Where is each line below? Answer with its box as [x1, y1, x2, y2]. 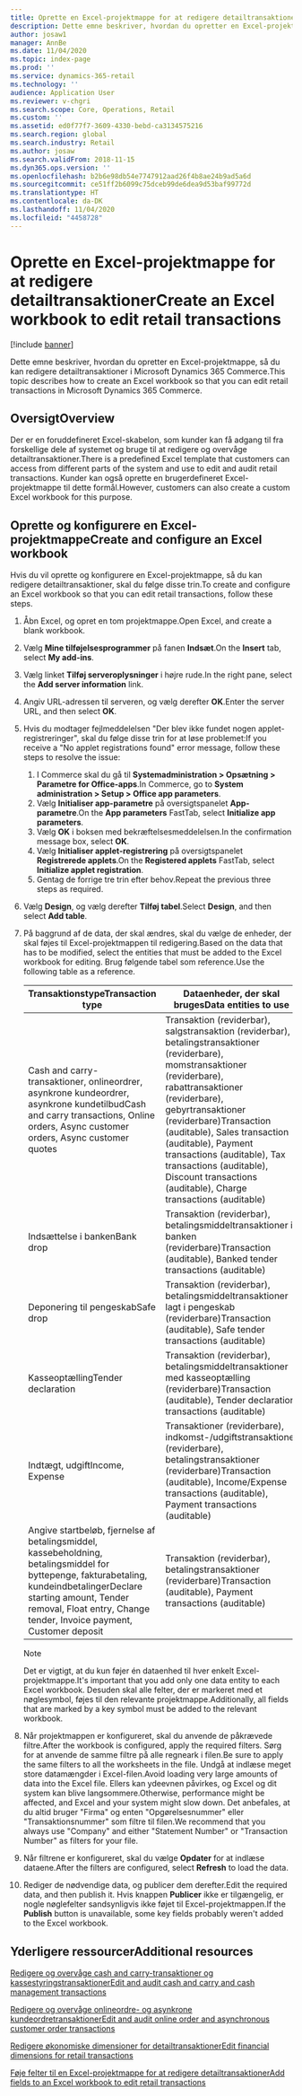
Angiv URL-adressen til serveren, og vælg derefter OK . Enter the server [22, 696, 285, 707]
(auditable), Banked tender [165, 1253, 279, 1265]
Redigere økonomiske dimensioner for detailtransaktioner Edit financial [10, 2040, 270, 2051]
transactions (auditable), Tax [165, 1148, 286, 1161]
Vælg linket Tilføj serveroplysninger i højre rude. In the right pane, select [22, 669, 292, 680]
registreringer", [22, 733, 80, 744]
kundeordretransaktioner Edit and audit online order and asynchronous [10, 2013, 270, 2024]
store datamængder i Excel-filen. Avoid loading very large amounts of [22, 1768, 279, 1779]
